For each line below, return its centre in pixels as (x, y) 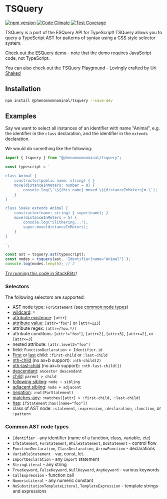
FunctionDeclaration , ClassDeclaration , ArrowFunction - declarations (83, 448)
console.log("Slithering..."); (56, 222)
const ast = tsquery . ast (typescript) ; (45, 255)
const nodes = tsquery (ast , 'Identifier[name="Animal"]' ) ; (68, 259)
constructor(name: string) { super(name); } (61, 213)
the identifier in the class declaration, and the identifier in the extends (76, 134)
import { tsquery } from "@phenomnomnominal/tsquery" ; (63, 158)
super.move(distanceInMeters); (56, 227)
